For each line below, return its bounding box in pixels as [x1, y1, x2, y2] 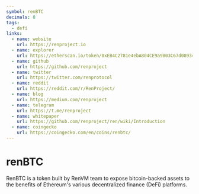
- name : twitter [11, 69, 52, 75]
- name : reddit [11, 80, 49, 86]
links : [6, 31, 23, 37]
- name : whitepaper [11, 113, 60, 119]
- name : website [11, 36, 52, 42]
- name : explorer [11, 47, 54, 53]
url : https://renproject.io [17, 42, 86, 48]
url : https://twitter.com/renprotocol [17, 75, 113, 80]
